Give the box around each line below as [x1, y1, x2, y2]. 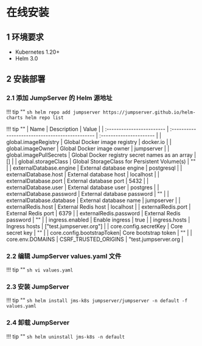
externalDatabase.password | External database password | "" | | [6, 190, 169, 197]
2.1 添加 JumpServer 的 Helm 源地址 [6, 94, 113, 103]
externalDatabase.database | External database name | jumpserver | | [6, 196, 181, 204]
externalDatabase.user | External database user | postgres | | [6, 184, 159, 191]
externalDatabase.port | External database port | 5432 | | [6, 177, 149, 184]
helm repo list [25, 114, 64, 121]
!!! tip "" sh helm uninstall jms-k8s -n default [6, 333, 125, 340]
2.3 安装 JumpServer [6, 282, 69, 290]
